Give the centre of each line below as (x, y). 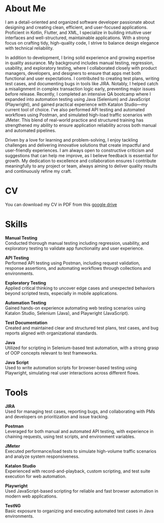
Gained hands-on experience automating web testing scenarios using (75, 308)
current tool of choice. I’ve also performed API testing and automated (75, 109)
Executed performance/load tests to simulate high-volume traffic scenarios (81, 451)
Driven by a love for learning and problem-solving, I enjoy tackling (71, 140)
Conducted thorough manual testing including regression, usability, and (77, 243)
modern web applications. (31, 496)
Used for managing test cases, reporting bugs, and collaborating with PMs (80, 411)
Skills (16, 225)
